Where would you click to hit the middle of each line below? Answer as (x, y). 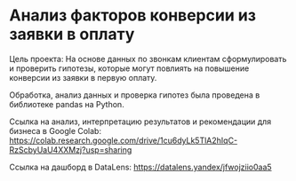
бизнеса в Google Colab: (56, 130)
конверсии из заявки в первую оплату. (83, 77)
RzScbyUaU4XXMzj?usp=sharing (71, 150)
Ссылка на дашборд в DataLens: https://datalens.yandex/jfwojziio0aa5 (141, 167)
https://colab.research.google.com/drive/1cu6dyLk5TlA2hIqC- (124, 140)
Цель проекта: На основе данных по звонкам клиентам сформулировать (148, 59)
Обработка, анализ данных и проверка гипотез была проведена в (135, 95)
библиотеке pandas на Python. (67, 104)
